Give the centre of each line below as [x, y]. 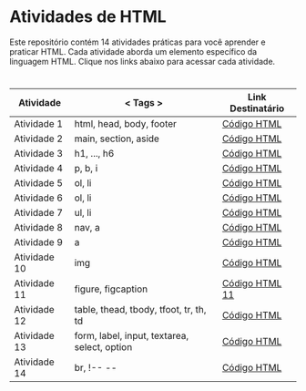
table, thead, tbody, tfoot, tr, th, [140, 310]
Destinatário [257, 108]
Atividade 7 [39, 213]
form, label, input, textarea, [132, 336]
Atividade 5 [39, 183]
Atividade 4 [39, 169]
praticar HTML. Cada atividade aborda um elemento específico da [133, 51]
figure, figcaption [111, 289]
